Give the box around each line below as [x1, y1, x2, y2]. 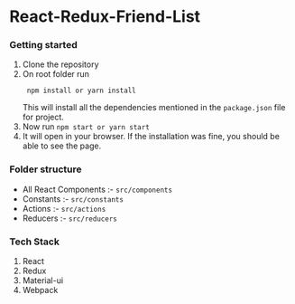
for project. [22, 111, 65, 123]
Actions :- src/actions [22, 203, 106, 214]
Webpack [22, 285, 59, 296]
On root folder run [22, 69, 90, 80]
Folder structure [9, 163, 82, 176]
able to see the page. [22, 140, 102, 151]
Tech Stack [9, 235, 60, 248]
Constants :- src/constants [22, 193, 124, 204]
